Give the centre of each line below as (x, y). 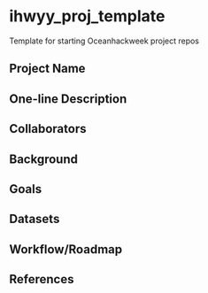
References (42, 279)
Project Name (47, 69)
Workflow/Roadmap (65, 249)
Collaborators (48, 129)
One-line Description (68, 99)
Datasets (35, 219)
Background (43, 159)
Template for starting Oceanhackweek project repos (104, 41)
